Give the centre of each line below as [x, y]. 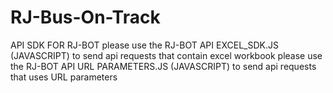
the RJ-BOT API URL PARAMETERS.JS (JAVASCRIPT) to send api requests [163, 66]
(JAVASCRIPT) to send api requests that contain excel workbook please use [166, 55]
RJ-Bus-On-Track [85, 17]
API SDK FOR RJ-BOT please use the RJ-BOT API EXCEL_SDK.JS [144, 45]
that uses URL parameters [64, 77]
